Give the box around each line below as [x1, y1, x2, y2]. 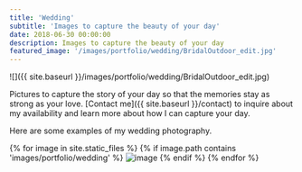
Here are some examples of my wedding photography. [9, 125, 212, 136]
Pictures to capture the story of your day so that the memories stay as [9, 89, 270, 100]
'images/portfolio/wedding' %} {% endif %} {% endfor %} [9, 152, 260, 163]
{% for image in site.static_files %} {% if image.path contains [9, 143, 237, 154]
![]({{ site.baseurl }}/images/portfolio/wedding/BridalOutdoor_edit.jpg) [9, 71, 270, 82]
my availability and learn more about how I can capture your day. [9, 108, 250, 119]
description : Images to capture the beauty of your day [9, 38, 224, 48]
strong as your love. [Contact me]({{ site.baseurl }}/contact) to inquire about [9, 98, 294, 109]
